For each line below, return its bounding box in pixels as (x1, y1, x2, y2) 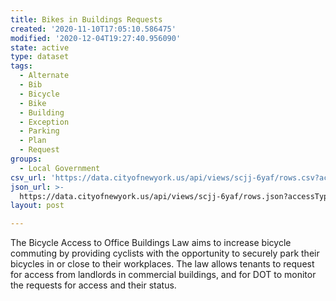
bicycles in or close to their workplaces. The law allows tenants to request (10, 258, 315, 270)
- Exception (19, 117, 70, 127)
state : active (10, 42, 70, 53)
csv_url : (10, 172, 47, 183)
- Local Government (19, 163, 101, 173)
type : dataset (10, 52, 70, 62)
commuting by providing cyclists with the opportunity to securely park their (10, 247, 320, 260)
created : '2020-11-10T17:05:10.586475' (10, 24, 177, 34)
